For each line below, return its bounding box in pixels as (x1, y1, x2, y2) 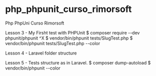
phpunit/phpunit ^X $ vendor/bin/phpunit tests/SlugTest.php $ (5, 35, 133, 41)
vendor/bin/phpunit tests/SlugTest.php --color (5, 40, 100, 46)
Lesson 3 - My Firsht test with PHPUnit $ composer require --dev (5, 29, 140, 35)
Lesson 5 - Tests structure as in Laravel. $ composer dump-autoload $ (5, 59, 151, 65)
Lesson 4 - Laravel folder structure (5, 50, 77, 56)
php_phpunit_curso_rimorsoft (5, 3, 132, 15)
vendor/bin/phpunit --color (5, 65, 61, 71)
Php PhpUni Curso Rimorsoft (5, 20, 64, 26)
